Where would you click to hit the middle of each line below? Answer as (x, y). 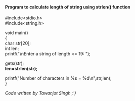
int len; (12, 49)
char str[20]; (18, 43)
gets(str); (15, 63)
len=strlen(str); (22, 69)
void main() (17, 33)
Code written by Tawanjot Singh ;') (41, 93)
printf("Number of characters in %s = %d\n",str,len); (59, 78)
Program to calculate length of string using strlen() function (68, 7)
